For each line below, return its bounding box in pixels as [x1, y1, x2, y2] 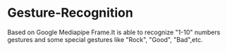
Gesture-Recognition [7, 5, 134, 21]
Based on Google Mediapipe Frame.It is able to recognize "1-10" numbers [7, 28, 221, 36]
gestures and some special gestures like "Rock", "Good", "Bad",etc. [7, 35, 203, 43]
